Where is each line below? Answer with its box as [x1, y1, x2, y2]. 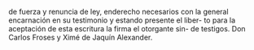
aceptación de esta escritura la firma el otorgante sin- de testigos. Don [8, 24, 246, 33]
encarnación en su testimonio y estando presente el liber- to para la [8, 15, 236, 25]
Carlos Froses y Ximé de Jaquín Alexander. [8, 32, 153, 42]
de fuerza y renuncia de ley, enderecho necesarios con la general [8, 7, 230, 16]
